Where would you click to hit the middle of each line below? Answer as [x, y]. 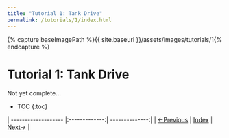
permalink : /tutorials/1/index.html [59, 20]
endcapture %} [28, 47]
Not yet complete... [34, 93]
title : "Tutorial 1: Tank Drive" [55, 13]
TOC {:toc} [32, 106]
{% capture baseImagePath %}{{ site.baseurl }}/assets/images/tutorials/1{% [115, 39]
